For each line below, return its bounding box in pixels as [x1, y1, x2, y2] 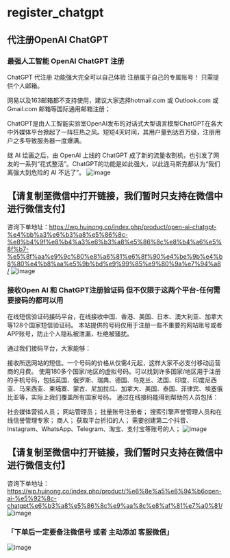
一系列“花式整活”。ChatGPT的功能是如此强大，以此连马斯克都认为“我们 [18, 159, 220, 167]
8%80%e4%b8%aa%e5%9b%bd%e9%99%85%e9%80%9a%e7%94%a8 [7, 259, 221, 268]
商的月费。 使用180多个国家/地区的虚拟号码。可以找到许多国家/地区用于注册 [7, 367, 221, 375]
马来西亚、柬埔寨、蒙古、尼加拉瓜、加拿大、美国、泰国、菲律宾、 [18, 384, 205, 393]
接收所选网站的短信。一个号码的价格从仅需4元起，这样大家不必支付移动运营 [7, 358, 221, 367]
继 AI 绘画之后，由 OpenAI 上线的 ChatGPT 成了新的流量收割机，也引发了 [7, 151, 214, 159]
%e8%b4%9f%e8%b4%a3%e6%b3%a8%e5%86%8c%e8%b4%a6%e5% [7, 237, 222, 246]
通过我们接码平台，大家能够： [7, 344, 91, 352]
